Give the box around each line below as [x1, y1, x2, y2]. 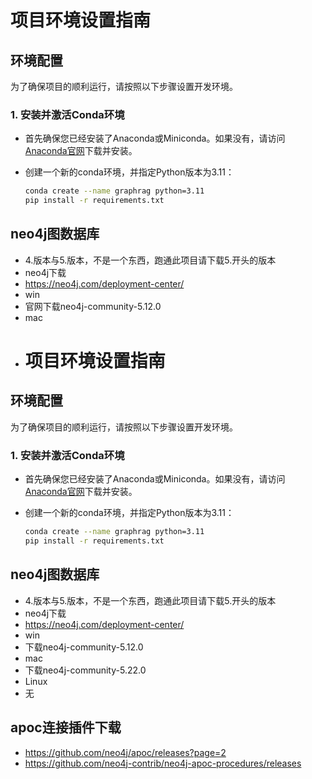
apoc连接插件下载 [10, 719, 122, 736]
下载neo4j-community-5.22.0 [24, 664, 147, 676]
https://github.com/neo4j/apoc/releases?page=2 [24, 746, 227, 758]
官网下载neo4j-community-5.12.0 [24, 300, 162, 312]
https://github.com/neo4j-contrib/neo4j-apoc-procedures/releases [24, 757, 302, 769]
